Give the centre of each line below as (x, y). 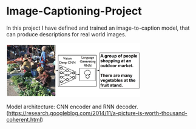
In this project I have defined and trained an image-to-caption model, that (98, 28)
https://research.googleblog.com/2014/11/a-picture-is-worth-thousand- (98, 113)
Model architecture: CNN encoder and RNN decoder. (72, 107)
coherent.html (24, 119)
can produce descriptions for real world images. (66, 34)
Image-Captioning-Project (74, 11)
